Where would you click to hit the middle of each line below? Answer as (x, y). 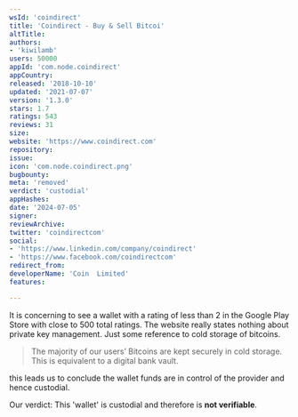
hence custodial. (40, 387)
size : (19, 133)
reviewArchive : (37, 224)
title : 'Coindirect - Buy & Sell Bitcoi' (87, 26)
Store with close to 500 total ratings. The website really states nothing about (149, 325)
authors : (25, 42)
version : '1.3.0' (41, 100)
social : (24, 241)
